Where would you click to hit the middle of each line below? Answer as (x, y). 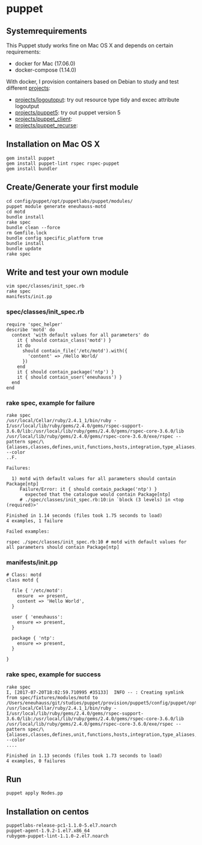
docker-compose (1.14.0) (46, 70)
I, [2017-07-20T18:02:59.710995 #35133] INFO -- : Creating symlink (95, 692)
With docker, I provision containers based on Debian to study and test (93, 81)
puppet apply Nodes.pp (35, 793)
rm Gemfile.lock (26, 233)
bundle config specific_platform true (55, 238)
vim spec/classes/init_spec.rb (45, 286)
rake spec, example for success (54, 674)
